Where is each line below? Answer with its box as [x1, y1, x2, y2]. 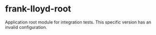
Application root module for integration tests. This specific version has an [5, 19, 152, 25]
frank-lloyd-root [5, 3, 71, 14]
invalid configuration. [5, 24, 47, 30]
